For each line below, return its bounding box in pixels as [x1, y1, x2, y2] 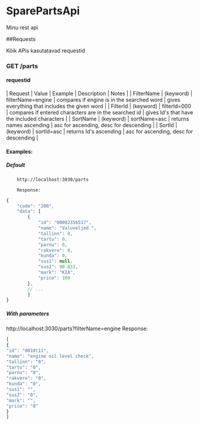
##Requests [6, 35, 36, 42]
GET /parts [6, 61, 39, 70]
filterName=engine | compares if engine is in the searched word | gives [6, 97, 181, 104]
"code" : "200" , [17, 203, 55, 209]
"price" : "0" [6, 403, 39, 409]
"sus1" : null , [37, 258, 73, 265]
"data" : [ [17, 209, 42, 215]
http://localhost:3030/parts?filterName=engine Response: [6, 325, 149, 332]
